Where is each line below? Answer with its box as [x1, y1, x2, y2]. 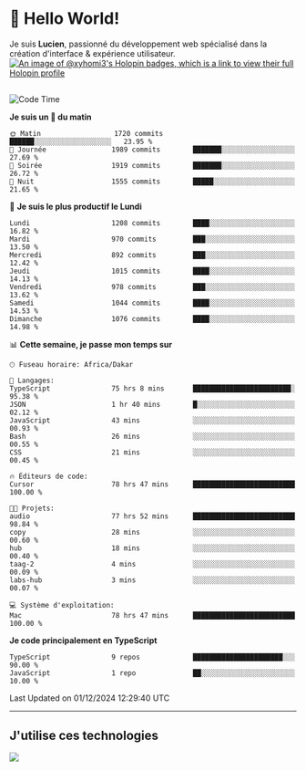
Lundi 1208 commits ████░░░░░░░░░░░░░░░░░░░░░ [9, 219, 296, 228]
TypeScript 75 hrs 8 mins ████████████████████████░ [9, 384, 296, 393]
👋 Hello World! [9, 8, 120, 29]
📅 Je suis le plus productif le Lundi [9, 201, 143, 213]
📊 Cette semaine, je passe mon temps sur [9, 339, 173, 350]
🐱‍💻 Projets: [9, 504, 55, 514]
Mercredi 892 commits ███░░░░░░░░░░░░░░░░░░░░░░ [9, 251, 296, 260]
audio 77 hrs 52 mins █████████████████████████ [9, 512, 296, 521]
